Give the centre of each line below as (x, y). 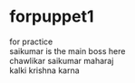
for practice (31, 41)
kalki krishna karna (44, 70)
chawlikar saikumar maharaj (62, 60)
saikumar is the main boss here (67, 51)
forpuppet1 (52, 17)
